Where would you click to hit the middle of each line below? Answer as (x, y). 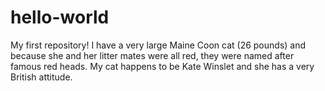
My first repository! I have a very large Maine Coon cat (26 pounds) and (158, 45)
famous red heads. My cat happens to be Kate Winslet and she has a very (162, 66)
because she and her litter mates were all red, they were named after (152, 55)
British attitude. (41, 77)
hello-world (60, 17)
